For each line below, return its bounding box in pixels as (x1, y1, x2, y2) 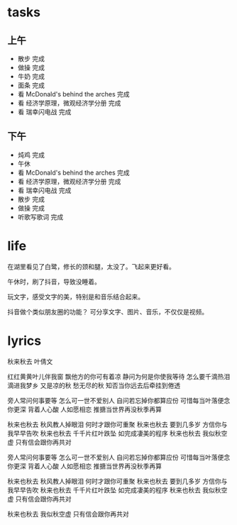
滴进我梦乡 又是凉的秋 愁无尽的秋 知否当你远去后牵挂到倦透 (7, 381, 181, 389)
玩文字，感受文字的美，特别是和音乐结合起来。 (7, 292, 144, 301)
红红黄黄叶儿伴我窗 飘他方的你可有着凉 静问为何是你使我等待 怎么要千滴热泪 (7, 372, 231, 380)
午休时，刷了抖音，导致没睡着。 (7, 277, 101, 286)
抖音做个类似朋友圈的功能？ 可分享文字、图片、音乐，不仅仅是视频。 (7, 307, 208, 316)
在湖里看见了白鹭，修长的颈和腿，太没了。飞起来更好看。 (7, 262, 175, 270)
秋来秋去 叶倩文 (7, 357, 53, 365)
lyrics (7, 333, 42, 348)
